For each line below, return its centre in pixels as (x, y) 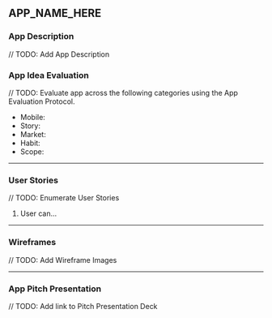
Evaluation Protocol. (42, 101)
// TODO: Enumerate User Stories (64, 198)
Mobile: (33, 117)
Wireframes (32, 243)
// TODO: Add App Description (59, 54)
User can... (38, 213)
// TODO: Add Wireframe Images (63, 260)
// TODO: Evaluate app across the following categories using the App (123, 92)
